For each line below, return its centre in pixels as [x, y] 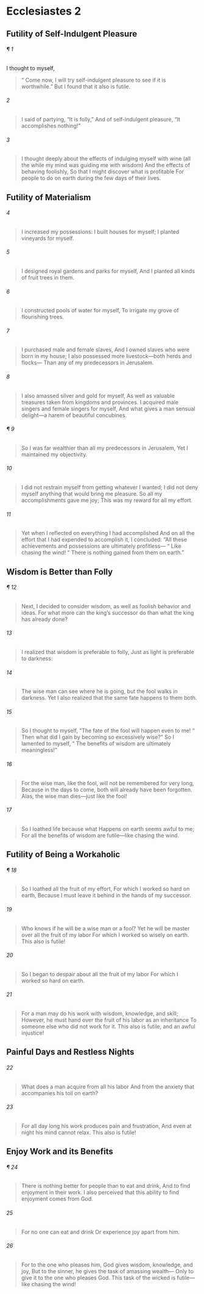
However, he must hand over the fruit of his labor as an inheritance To [109, 1020]
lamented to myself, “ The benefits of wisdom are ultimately [96, 744]
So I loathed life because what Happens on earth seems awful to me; [108, 829]
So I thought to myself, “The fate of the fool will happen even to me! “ [108, 731]
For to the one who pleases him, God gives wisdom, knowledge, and [107, 1265]
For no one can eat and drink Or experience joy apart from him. [100, 1232]
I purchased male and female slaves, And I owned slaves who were [105, 350]
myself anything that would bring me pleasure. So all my [92, 494]
